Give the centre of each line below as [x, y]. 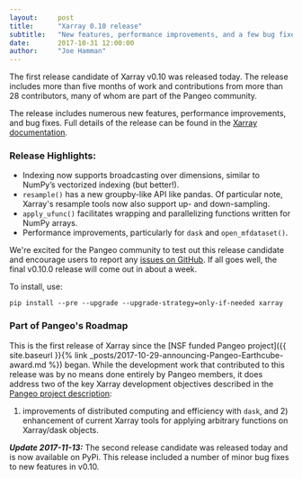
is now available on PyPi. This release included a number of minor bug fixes [149, 456]
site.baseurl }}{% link [49, 355]
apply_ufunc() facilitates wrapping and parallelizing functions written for [156, 213]
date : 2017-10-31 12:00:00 [72, 43]
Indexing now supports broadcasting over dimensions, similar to [141, 176]
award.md [28, 365]
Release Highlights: [53, 156]
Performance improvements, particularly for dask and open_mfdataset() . [155, 233]
